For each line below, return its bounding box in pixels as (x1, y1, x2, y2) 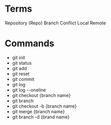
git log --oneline (12, 87, 46, 93)
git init (12, 54, 25, 60)
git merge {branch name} (12, 108, 65, 114)
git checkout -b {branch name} (12, 103, 77, 109)
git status (12, 59, 32, 66)
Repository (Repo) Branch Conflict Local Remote (5, 20, 106, 26)
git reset (12, 71, 30, 77)
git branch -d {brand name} (12, 114, 70, 120)
